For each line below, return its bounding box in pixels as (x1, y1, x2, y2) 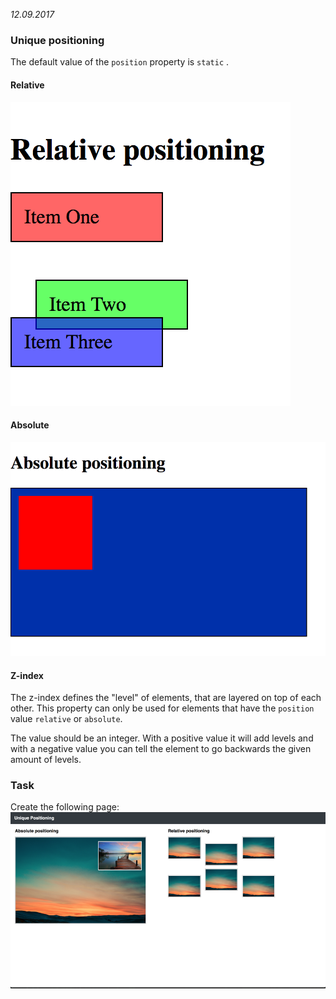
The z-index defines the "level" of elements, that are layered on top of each (10, 692, 322, 704)
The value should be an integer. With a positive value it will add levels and (10, 732, 314, 744)
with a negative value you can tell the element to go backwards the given (10, 743, 312, 755)
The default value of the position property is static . (10, 56, 230, 68)
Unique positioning (10, 33, 105, 47)
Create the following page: (10, 801, 120, 813)
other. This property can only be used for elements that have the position (10, 702, 315, 714)
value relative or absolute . (10, 713, 123, 725)
